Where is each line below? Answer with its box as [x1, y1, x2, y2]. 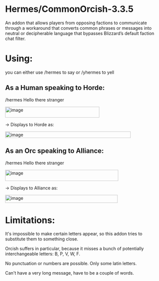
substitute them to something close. [5, 236, 78, 242]
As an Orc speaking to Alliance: [5, 147, 104, 155]
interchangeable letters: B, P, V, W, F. [5, 251, 80, 257]
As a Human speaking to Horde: [5, 84, 105, 92]
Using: [5, 53, 33, 64]
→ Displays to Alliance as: [5, 185, 58, 191]
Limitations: [5, 214, 55, 226]
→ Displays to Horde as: [5, 121, 54, 127]
